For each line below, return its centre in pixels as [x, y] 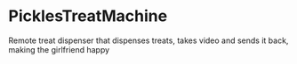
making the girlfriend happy [59, 49]
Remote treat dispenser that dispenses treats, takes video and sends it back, [148, 40]
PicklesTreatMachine [88, 16]
